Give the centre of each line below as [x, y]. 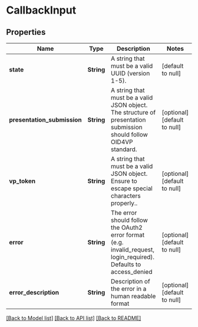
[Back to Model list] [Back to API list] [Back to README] [74, 318]
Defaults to [126, 264]
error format [128, 235]
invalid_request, [133, 250]
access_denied [132, 272]
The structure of [133, 112]
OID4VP [122, 142]
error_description [34, 292]
